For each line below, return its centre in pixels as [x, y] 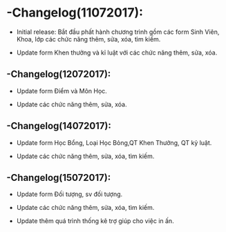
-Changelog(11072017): [75, 13]
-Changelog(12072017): [59, 74]
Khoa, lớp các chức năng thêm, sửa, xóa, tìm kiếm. [88, 39]
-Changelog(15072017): [59, 177]
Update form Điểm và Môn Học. [62, 90]
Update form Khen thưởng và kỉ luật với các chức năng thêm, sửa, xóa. [117, 52]
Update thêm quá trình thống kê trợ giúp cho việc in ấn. [95, 221]
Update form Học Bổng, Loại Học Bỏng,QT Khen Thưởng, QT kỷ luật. [114, 142]
